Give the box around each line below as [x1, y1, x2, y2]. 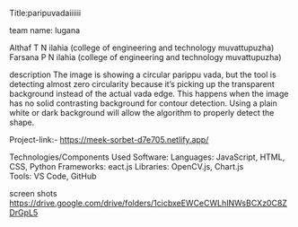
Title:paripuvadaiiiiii [9, 8, 82, 18]
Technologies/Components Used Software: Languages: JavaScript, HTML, [9, 152, 285, 162]
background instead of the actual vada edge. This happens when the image [9, 89, 289, 99]
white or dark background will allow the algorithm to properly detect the [9, 108, 275, 118]
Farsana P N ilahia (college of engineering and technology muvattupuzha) [9, 52, 282, 62]
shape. [9, 117, 35, 127]
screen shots [9, 188, 57, 198]
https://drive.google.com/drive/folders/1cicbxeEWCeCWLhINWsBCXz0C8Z [9, 197, 287, 208]
